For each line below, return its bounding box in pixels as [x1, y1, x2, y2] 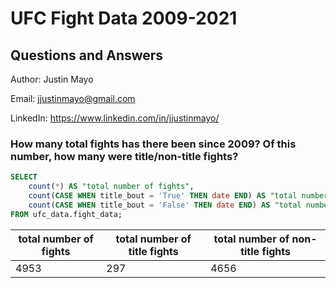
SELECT [10, 172, 38, 182]
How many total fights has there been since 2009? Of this [10, 137, 297, 151]
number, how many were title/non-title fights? [10, 149, 239, 163]
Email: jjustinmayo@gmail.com [10, 93, 136, 104]
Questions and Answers [10, 47, 164, 64]
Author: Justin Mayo [10, 73, 94, 85]
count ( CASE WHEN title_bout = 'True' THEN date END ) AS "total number [28, 191, 329, 201]
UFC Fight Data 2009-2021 [10, 7, 238, 30]
